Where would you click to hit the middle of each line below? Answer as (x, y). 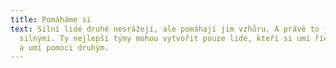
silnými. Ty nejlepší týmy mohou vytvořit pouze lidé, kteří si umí (165, 38)
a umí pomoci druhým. (64, 47)
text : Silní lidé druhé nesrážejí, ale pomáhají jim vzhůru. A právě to (165, 29)
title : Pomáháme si (51, 19)
